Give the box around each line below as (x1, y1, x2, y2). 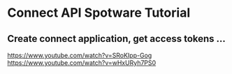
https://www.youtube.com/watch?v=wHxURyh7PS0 (7, 59, 157, 67)
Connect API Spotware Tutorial (7, 5, 191, 21)
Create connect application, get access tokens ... (7, 33, 226, 45)
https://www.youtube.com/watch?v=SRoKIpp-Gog (7, 51, 152, 59)
